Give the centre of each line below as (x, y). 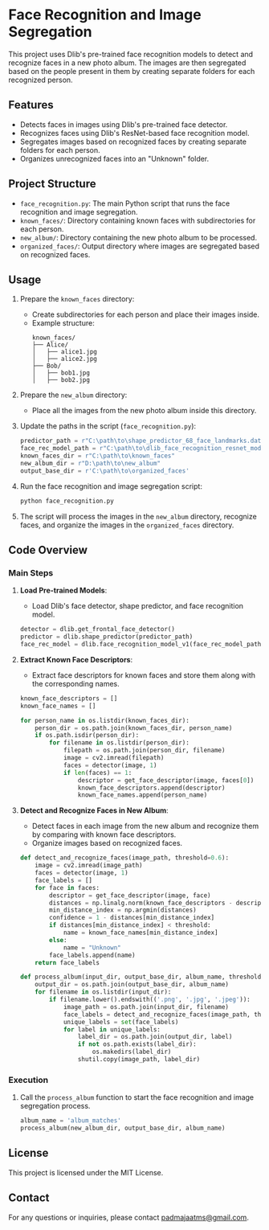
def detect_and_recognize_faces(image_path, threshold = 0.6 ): (124, 858)
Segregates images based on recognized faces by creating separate (133, 141)
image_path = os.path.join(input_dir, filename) (146, 1007)
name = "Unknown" (92, 947)
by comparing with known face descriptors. (104, 834)
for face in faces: (67, 888)
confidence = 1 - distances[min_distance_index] (132, 918)
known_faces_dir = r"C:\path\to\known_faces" (97, 456)
